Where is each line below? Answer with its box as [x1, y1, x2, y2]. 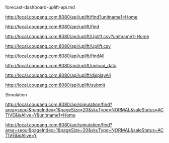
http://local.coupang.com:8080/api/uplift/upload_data [5, 63, 117, 68]
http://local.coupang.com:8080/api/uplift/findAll [5, 53, 105, 59]
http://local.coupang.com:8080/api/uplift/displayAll [5, 72, 111, 78]
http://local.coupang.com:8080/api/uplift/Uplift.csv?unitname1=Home [5, 34, 149, 39]
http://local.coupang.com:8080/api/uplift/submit [5, 82, 106, 88]
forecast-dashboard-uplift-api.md [5, 5, 75, 10]
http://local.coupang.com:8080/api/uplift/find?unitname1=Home [5, 14, 138, 20]
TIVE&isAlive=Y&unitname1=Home [5, 112, 76, 118]
